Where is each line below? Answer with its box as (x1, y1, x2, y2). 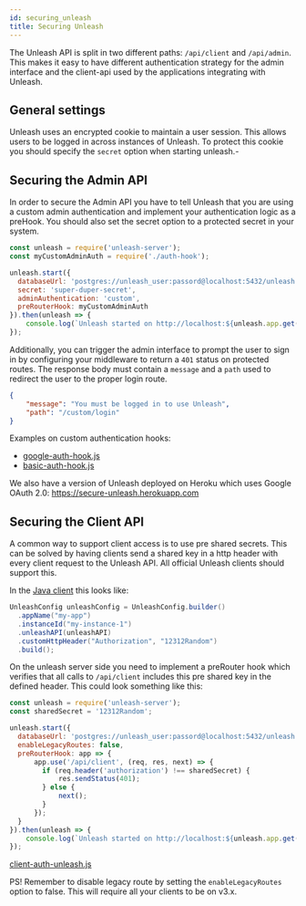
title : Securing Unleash (9, 22, 104, 31)
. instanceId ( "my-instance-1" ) (17, 620, 132, 629)
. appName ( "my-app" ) (17, 611, 92, 620)
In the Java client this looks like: (9, 585, 129, 596)
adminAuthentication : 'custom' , (17, 294, 141, 303)
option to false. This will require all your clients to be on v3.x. (9, 886, 238, 897)
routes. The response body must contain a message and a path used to (9, 363, 271, 374)
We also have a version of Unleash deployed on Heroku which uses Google (9, 478, 291, 489)
